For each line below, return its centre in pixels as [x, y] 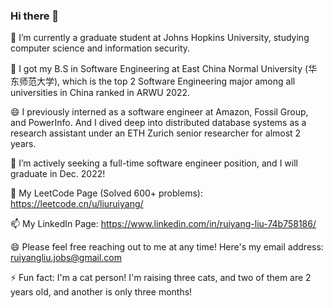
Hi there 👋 [35, 16]
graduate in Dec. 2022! [58, 174]
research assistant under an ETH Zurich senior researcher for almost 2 [156, 133]
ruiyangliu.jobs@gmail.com [66, 258]
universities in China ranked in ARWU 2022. [100, 93]
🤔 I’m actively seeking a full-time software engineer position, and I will [154, 163]
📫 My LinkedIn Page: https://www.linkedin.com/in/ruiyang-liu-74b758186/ [163, 224]
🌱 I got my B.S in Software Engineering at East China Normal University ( [159, 69]
